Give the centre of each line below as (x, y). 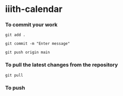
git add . (15, 35)
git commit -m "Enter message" (38, 44)
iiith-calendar (34, 9)
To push (15, 88)
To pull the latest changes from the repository (61, 65)
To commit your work (31, 25)
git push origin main (28, 52)
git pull (14, 75)
